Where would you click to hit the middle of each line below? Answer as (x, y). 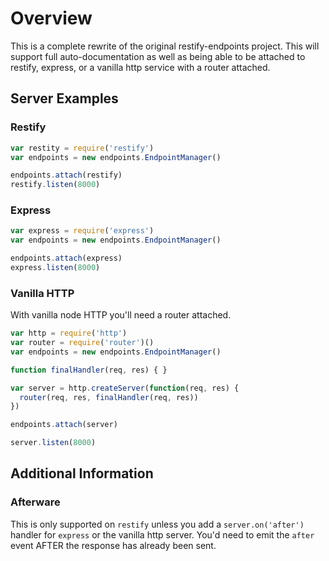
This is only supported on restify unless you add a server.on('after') (157, 524)
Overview (51, 18)
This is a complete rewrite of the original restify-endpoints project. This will (165, 46)
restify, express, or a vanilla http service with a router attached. (140, 67)
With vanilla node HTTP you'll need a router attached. (121, 315)
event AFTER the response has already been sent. (113, 545)
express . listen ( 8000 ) (55, 268)
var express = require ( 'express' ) (82, 231)
